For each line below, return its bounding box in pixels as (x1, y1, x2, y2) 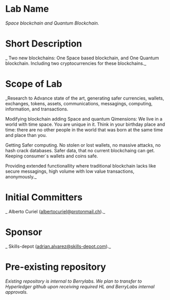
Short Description (5, 38, 83, 50)
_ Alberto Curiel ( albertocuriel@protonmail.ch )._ (5, 208, 106, 215)
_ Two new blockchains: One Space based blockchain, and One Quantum (5, 55, 159, 61)
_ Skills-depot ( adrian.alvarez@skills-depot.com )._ (5, 243, 111, 249)
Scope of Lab (5, 78, 62, 90)
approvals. (5, 289, 28, 295)
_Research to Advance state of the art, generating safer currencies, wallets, (5, 95, 164, 101)
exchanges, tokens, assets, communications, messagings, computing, (5, 100, 153, 106)
